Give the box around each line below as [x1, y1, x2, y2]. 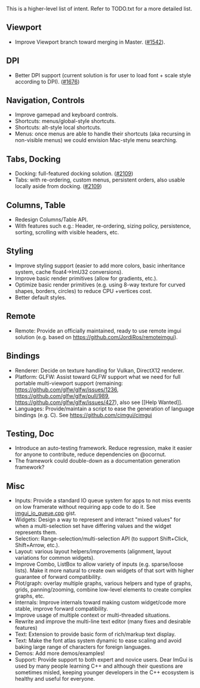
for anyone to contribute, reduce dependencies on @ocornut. [14, 451, 167, 458]
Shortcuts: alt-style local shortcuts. [14, 124, 101, 131]
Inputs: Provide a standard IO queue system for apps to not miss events [14, 497, 191, 504]
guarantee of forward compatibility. [14, 574, 102, 581]
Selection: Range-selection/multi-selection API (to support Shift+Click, [14, 535, 189, 542]
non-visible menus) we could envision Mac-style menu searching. [14, 137, 178, 144]
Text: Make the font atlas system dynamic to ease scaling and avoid [14, 637, 182, 644]
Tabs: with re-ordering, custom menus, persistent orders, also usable [14, 176, 185, 183]
